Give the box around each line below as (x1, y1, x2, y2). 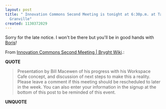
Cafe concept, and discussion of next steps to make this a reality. (17, 73, 151, 79)
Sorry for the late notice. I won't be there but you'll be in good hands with (5, 35, 154, 40)
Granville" (9, 16, 32, 21)
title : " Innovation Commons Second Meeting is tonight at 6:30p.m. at (5, 12, 156, 17)
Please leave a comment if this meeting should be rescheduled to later (17, 79, 161, 85)
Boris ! (5, 40, 17, 46)
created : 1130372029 (5, 21, 48, 26)
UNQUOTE (5, 99, 27, 105)
